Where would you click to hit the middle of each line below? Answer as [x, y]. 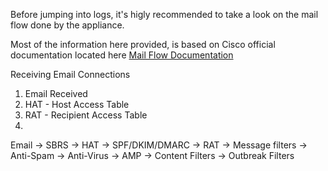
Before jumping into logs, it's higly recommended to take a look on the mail [164, 14]
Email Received [56, 93]
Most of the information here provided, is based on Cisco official [143, 44]
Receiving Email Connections [70, 74]
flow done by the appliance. [67, 25]
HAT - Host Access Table [77, 104]
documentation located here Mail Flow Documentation [122, 55]
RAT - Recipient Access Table [86, 115]
